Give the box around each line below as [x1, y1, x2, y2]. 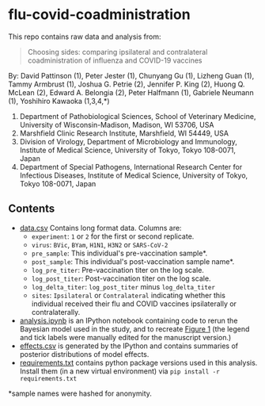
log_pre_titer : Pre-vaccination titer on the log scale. [31, 265, 204, 274]
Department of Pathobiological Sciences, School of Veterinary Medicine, [19, 111, 256, 121]
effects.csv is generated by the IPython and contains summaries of [19, 341, 239, 350]
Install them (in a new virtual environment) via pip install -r [19, 366, 220, 376]
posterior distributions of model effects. [19, 349, 150, 358]
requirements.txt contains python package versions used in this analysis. [19, 358, 258, 367]
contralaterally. [31, 307, 81, 316]
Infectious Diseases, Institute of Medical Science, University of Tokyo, [19, 170, 248, 180]
